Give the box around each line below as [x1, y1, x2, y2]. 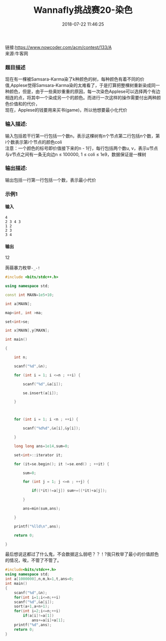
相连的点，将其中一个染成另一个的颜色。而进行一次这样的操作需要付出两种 [5, 95, 157, 101]
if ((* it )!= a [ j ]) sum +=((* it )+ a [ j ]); [31, 488, 107, 493]
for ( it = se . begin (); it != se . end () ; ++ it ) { [14, 461, 110, 467]
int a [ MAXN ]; [5, 301, 32, 306]
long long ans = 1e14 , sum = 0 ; [14, 443, 70, 448]
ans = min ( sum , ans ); [23, 506, 61, 511]
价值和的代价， [9, 101, 40, 107]
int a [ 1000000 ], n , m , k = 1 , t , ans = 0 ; [5, 576, 74, 582]
